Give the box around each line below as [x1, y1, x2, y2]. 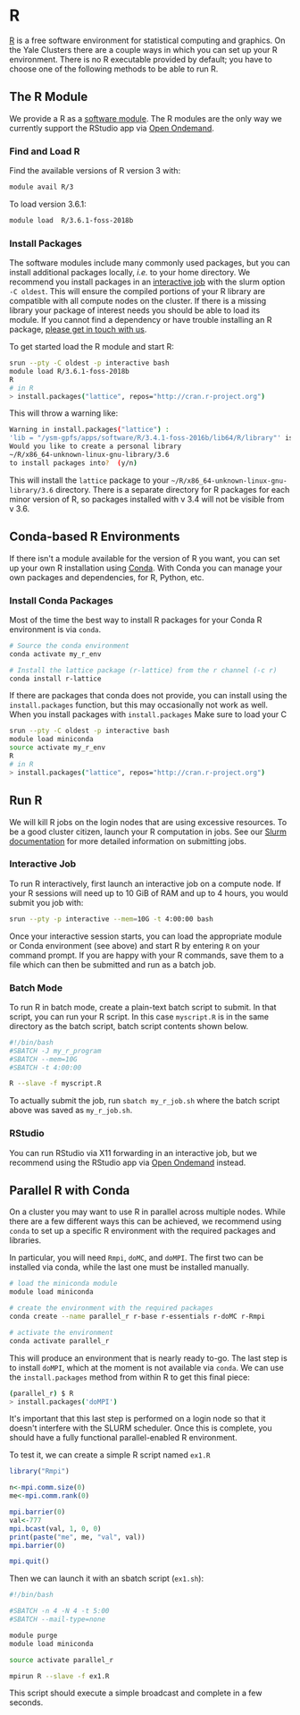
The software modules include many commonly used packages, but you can [9, 258, 290, 268]
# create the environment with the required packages [9, 1304, 214, 1313]
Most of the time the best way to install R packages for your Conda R [9, 614, 262, 625]
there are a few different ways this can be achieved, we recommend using [9, 1216, 282, 1227]
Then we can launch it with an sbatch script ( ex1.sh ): [9, 1573, 204, 1584]
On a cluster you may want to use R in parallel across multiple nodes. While [9, 1206, 286, 1217]
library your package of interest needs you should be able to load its [9, 305, 261, 316]
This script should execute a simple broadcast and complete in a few [9, 1687, 262, 1699]
